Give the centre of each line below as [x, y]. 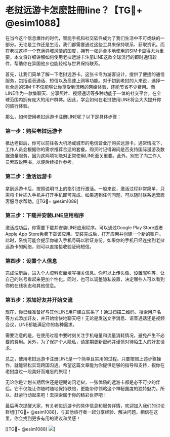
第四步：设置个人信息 [31, 261]
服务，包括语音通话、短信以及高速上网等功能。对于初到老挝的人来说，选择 [83, 80]
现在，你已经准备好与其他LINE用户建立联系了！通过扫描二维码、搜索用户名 [83, 312]
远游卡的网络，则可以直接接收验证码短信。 [50, 246]
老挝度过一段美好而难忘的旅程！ [38, 372]
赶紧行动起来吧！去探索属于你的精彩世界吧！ [60, 395]
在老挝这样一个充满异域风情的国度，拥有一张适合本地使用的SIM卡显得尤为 [82, 51]
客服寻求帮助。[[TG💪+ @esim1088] [42, 201]
